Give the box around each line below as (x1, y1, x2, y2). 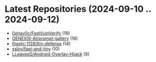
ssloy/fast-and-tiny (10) (11, 46, 60, 52)
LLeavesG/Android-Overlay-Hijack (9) (11, 51, 90, 57)
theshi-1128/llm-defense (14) (11, 40, 71, 46)
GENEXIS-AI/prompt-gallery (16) (11, 35, 78, 41)
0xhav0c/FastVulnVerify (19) (11, 30, 70, 36)
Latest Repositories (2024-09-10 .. (4, 3, 152, 15)
